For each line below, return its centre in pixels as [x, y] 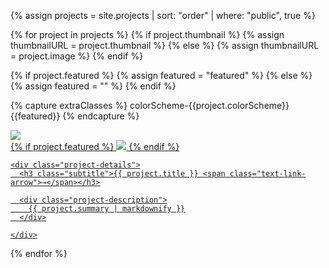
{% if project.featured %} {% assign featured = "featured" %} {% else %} [161, 75]
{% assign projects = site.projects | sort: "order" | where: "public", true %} [163, 15]
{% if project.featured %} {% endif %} [95, 146]
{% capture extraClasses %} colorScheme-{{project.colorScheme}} [150, 105]
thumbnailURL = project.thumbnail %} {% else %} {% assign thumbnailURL [165, 45]
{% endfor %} [39, 253]
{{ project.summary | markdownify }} [107, 209]
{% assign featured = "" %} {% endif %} [93, 86]
